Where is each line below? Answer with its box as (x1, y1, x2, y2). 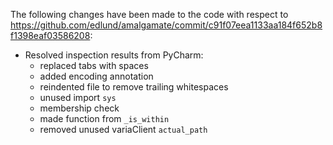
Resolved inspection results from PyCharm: (24, 49, 204, 61)
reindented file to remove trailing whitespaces (39, 81, 229, 93)
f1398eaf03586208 (10, 30, 91, 41)
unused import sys (39, 92, 117, 103)
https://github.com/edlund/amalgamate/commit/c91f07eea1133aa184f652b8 (10, 19, 323, 31)
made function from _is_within (39, 113, 170, 124)
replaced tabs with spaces (39, 60, 149, 71)
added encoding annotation (39, 70, 154, 82)
